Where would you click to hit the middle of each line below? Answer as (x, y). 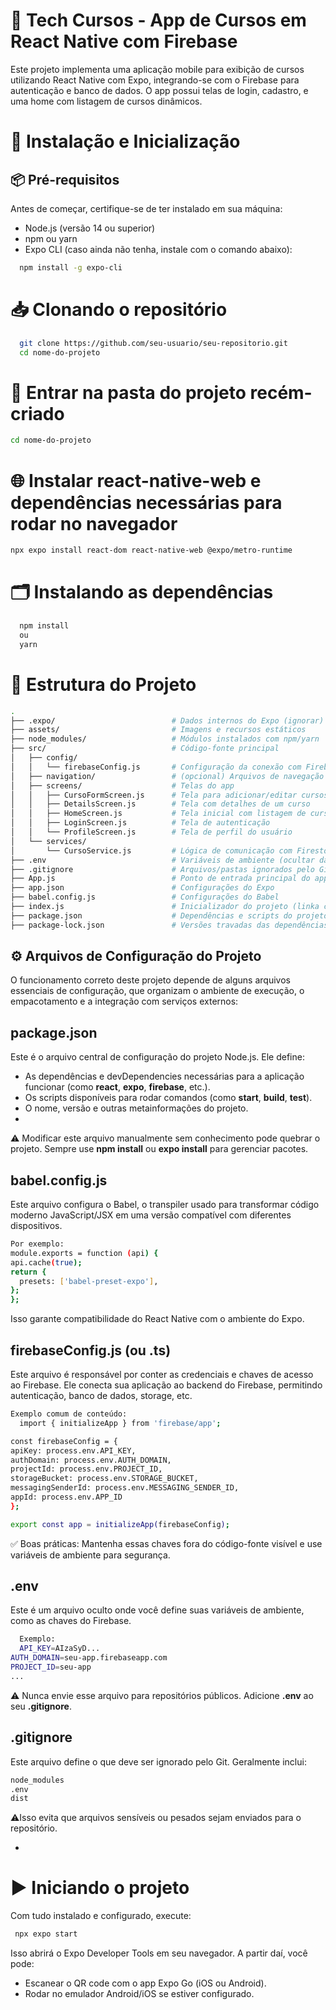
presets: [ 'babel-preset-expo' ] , (89, 1281)
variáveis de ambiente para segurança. (90, 1555)
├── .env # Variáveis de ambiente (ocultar (162, 860)
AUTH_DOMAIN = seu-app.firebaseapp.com (89, 1658)
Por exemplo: (37, 1244)
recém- (281, 392)
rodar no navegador (94, 523)
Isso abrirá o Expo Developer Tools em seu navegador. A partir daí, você (159, 1953)
